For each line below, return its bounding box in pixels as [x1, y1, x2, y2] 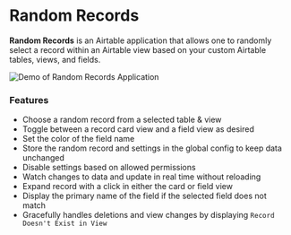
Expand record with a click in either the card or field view [21, 181, 233, 192]
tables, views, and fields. [9, 54, 101, 65]
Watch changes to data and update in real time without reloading [21, 171, 261, 182]
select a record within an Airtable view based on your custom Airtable [9, 44, 267, 55]
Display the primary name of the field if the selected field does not [21, 190, 267, 202]
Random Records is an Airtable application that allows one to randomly [9, 35, 272, 46]
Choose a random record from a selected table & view [21, 114, 222, 126]
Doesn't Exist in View [21, 219, 107, 229]
